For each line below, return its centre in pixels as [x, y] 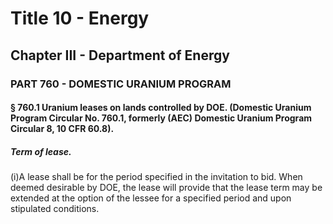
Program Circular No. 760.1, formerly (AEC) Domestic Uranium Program [161, 118]
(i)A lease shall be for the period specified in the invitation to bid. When [156, 177]
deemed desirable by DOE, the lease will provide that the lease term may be [166, 188]
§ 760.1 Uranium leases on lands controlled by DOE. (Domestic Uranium [161, 108]
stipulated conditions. [55, 209]
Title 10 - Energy [80, 18]
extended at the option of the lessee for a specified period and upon [151, 198]
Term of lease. [41, 151]
